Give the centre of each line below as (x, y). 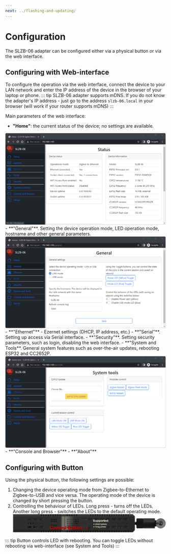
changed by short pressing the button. (53, 501)
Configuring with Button (44, 467)
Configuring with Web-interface (57, 72)
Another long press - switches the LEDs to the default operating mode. (87, 511)
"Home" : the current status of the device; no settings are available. (83, 126)
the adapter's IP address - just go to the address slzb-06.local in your (79, 101)
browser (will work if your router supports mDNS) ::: (60, 106)
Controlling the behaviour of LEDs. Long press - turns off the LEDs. (83, 506)
